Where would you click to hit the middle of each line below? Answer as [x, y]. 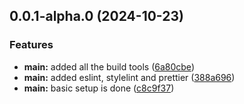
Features [31, 45]
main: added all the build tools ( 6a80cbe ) [109, 66]
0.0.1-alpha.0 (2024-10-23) [96, 16]
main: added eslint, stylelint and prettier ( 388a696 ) [129, 77]
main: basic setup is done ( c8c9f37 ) [99, 88]
